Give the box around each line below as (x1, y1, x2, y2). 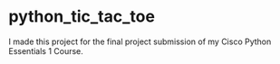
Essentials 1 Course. (8, 45, 83, 56)
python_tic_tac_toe (8, 6, 156, 27)
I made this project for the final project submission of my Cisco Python (8, 36, 272, 47)
